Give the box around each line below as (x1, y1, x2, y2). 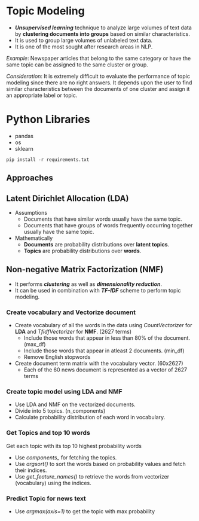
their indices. (14, 467, 47, 474)
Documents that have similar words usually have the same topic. (23, 215, 182, 223)
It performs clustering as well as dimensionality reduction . (14, 280, 163, 288)
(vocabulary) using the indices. (14, 479, 91, 486)
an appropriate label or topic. (6, 92, 78, 99)
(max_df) (23, 341, 46, 348)
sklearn (14, 145, 34, 152)
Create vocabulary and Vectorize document (6, 308, 136, 316)
